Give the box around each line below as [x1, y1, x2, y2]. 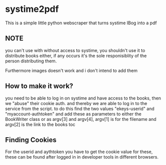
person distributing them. [5, 58, 57, 64]
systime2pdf [5, 3, 59, 15]
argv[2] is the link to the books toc [5, 121, 76, 127]
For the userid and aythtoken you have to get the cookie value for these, [5, 149, 153, 155]
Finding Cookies [5, 135, 57, 144]
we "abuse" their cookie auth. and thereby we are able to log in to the [5, 100, 148, 106]
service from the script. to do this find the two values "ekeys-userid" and [5, 106, 155, 111]
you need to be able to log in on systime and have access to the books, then [5, 95, 162, 101]
